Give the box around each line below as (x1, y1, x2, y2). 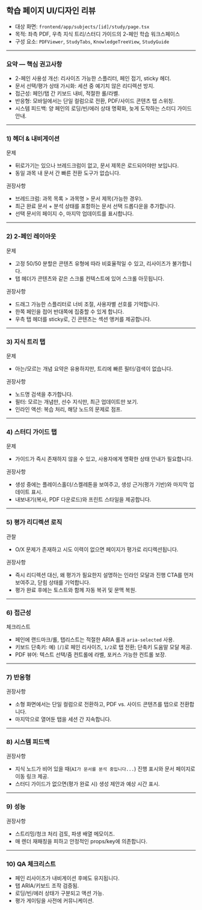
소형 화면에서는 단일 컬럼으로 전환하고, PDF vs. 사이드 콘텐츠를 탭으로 (14, 701, 179, 708)
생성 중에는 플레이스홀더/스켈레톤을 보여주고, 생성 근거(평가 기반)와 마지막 (14, 481, 188, 488)
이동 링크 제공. (14, 773, 49, 780)
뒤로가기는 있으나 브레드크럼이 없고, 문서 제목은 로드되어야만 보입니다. (14, 162, 179, 169)
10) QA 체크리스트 (6, 860, 56, 868)
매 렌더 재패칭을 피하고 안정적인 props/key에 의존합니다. (14, 837, 148, 844)
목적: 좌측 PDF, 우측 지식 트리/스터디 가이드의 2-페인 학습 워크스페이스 (14, 30, 180, 37)
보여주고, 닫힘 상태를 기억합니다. (14, 579, 91, 586)
